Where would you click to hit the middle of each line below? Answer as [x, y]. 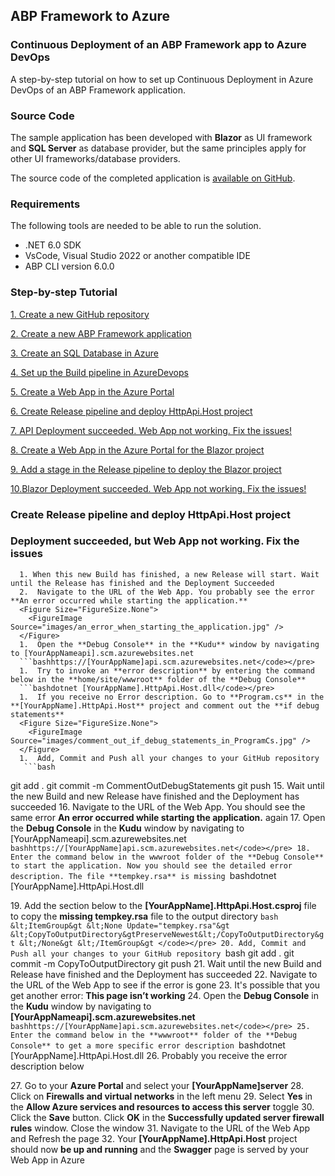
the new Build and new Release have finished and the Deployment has [155, 796]
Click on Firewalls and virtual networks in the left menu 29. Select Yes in [161, 1096]
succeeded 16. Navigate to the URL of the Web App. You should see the [158, 806]
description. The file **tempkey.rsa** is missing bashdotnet [143, 875]
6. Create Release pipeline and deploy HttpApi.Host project [131, 411]
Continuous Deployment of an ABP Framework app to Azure [158, 45]
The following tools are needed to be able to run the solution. [136, 226]
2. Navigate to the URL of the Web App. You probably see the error [167, 592]
